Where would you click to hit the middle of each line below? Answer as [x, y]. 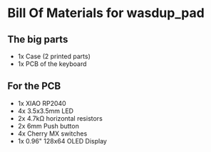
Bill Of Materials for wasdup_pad [106, 13]
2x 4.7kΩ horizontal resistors [60, 118]
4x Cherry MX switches [52, 134]
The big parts [38, 39]
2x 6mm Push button [48, 126]
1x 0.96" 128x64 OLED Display [62, 141]
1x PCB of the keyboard [52, 64]
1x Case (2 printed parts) [54, 56]
